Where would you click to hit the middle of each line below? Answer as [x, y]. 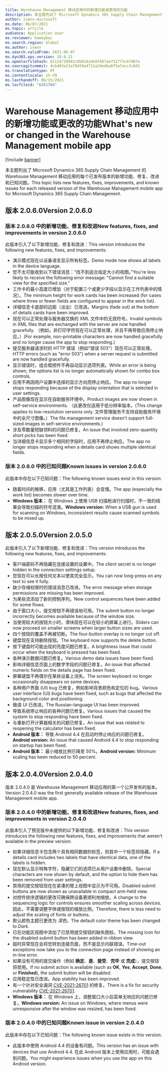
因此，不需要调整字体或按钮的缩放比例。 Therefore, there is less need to [87, 909]
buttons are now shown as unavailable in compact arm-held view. [80, 891]
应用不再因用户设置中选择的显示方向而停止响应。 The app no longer [82, 382]
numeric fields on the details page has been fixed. [64, 670]
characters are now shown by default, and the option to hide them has [85, 875]
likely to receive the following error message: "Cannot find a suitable [83, 278]
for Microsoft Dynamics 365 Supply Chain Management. [63, 193]
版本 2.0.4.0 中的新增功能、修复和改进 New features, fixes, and [82, 812]
